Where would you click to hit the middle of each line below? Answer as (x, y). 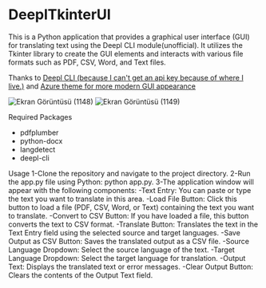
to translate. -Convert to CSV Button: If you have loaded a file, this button (129, 215)
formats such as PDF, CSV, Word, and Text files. (87, 62)
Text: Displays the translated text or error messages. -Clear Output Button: (131, 266)
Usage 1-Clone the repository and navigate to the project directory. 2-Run (129, 173)
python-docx (41, 140)
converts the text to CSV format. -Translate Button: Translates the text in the (133, 224)
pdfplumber (39, 132)
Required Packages (40, 116)
